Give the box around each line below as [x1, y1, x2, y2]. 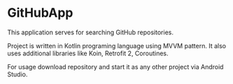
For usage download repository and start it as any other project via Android [7, 62, 224, 71]
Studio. [7, 70, 28, 78]
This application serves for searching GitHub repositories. [7, 28, 174, 36]
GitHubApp [7, 5, 73, 21]
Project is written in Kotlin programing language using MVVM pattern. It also [7, 41, 226, 50]
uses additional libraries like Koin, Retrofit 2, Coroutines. [7, 49, 169, 57]
